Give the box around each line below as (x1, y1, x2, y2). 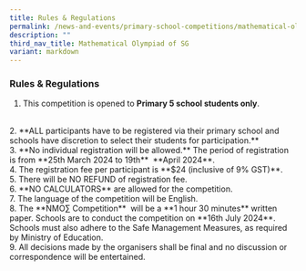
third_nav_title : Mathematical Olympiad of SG (9, 38, 189, 48)
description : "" (9, 30, 71, 39)
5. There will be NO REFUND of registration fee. (9, 174, 189, 185)
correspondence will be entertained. (9, 252, 146, 263)
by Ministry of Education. (9, 232, 104, 243)
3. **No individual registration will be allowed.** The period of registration (9, 145, 290, 156)
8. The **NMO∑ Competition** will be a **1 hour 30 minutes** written (9, 203, 278, 214)
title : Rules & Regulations (9, 13, 117, 23)
